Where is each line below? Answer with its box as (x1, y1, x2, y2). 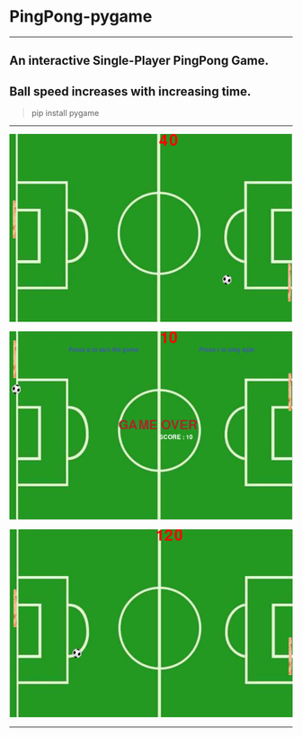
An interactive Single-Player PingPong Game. (9, 53, 270, 68)
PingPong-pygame (9, 6, 153, 27)
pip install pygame (31, 108, 100, 119)
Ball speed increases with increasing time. (9, 84, 252, 99)
